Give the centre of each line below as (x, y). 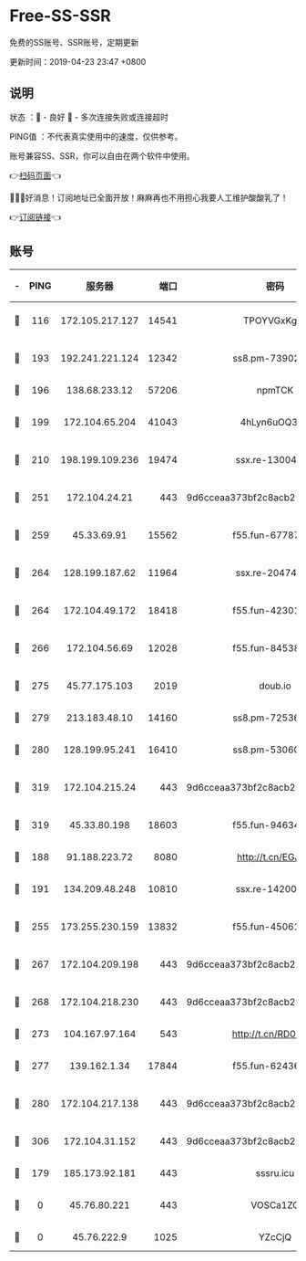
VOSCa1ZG (275, 1204)
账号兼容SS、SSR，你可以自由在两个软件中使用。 (102, 155)
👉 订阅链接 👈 (36, 216)
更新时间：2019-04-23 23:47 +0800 (78, 61)
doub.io (275, 686)
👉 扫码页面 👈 (36, 175)
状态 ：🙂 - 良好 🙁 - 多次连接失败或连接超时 (89, 117)
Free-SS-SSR (60, 16)
